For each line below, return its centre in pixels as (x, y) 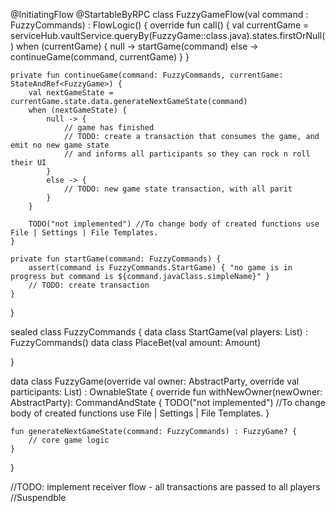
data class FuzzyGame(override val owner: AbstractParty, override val (155, 381)
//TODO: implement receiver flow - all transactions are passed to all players (165, 487)
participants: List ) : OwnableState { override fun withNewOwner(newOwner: (166, 392)
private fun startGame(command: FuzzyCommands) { (116, 259)
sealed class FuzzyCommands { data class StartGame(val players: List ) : (159, 332)
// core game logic (69, 440)
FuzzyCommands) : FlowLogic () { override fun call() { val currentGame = (160, 25)
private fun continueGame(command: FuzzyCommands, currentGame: (147, 75)
